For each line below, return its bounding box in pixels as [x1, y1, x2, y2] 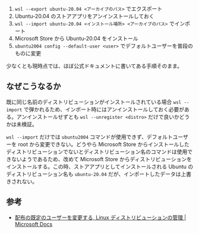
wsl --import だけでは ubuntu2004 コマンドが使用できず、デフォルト [6, 133, 173, 140]
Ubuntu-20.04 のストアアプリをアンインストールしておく [14, 12, 154, 20]
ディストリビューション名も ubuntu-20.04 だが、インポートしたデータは [6, 170, 181, 177]
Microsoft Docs [14, 221, 53, 228]
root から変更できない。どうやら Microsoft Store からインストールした [17, 140, 190, 147]
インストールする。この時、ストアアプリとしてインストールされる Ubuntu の [6, 163, 194, 170]
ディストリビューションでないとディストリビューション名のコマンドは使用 [6, 148, 188, 155]
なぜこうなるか [6, 81, 61, 92]
